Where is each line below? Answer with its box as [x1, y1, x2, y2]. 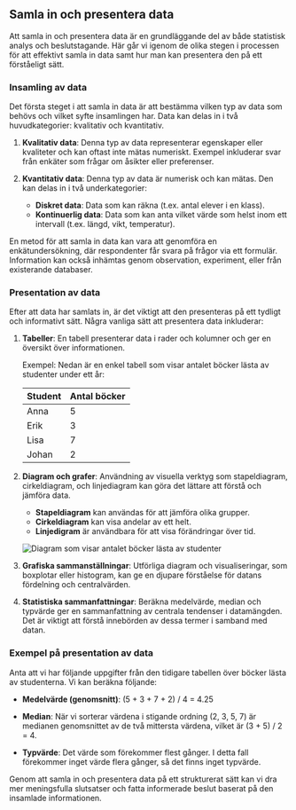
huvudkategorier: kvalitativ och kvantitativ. [9, 120, 164, 131]
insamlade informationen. [9, 792, 102, 803]
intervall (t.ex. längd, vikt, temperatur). [35, 219, 175, 230]
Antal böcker [69, 390, 126, 403]
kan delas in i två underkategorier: [21, 183, 148, 193]
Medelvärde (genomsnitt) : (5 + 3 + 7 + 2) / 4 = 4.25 [21, 694, 214, 704]
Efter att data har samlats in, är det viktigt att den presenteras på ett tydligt [9, 306, 281, 318]
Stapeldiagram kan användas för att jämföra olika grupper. [35, 507, 250, 518]
